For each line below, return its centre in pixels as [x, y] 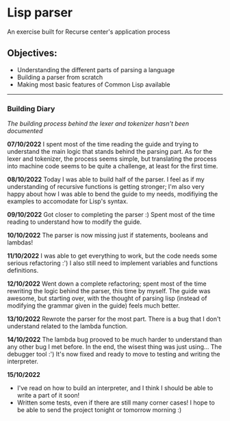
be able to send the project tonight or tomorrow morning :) [99, 410]
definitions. [23, 271]
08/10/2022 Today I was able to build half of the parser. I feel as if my [106, 179]
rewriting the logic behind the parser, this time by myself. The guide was [109, 291]
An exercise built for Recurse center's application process [89, 32]
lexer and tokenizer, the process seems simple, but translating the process [112, 159]
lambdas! [20, 242]
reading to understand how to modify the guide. [75, 222]
